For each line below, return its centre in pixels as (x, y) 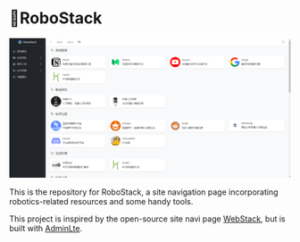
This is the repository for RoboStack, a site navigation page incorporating (144, 192)
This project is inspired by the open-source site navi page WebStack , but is (147, 219)
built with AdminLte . (46, 229)
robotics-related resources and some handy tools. (101, 202)
